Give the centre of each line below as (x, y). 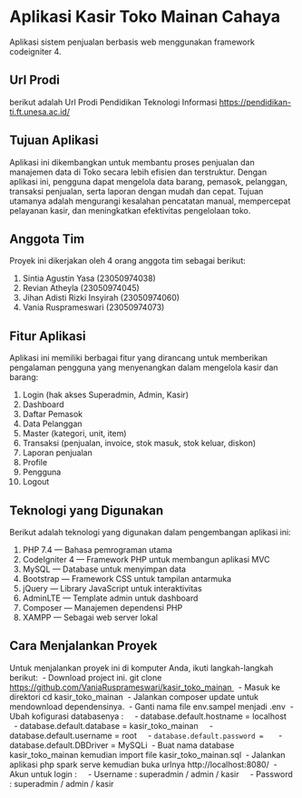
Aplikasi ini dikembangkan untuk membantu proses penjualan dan (132, 162)
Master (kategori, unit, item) (74, 434)
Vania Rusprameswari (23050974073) (93, 307)
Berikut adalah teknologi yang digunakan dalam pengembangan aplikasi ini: (151, 532)
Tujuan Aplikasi (54, 140)
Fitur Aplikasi (48, 336)
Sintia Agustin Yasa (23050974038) (89, 278)
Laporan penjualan (57, 453)
